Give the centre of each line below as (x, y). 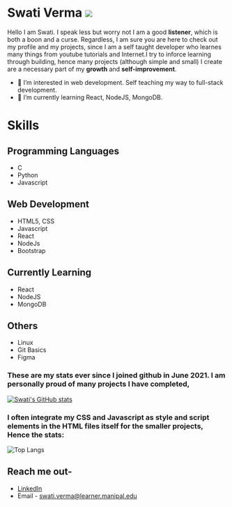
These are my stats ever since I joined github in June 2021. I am (116, 376)
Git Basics (32, 350)
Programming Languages (63, 151)
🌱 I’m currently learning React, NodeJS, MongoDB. (90, 97)
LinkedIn (30, 488)
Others (23, 326)
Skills (23, 126)
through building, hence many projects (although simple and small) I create (115, 61)
